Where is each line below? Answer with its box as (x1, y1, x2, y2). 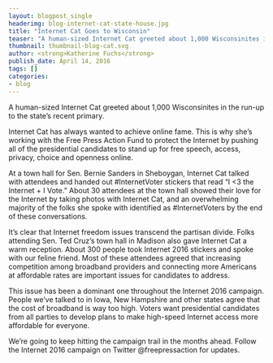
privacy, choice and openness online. (8, 152, 134, 162)
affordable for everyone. (8, 320, 90, 330)
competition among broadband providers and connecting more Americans (8, 261, 258, 271)
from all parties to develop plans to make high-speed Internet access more (8, 312, 258, 322)
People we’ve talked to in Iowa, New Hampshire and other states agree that (8, 294, 260, 305)
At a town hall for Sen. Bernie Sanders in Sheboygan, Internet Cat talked (8, 168, 249, 178)
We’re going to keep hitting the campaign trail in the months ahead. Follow (8, 336, 257, 346)
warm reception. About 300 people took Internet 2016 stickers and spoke (8, 244, 254, 254)
